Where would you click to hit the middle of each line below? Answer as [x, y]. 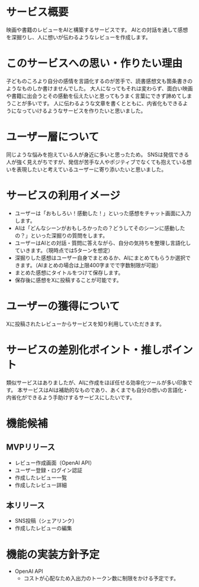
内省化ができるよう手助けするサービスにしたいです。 [70, 397]
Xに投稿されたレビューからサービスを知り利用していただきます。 [85, 324]
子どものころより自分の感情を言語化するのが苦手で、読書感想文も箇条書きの [99, 81]
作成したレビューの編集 [43, 528]
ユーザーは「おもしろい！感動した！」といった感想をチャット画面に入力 [103, 213]
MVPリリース [31, 447]
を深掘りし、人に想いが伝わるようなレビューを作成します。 [78, 37]
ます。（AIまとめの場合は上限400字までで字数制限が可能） [91, 265]
